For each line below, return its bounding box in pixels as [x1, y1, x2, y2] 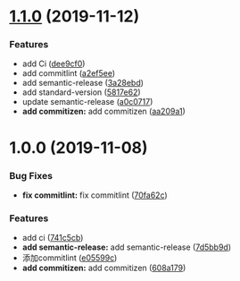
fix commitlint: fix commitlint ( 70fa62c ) [21, 190, 168, 200]
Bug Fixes [9, 169, 54, 182]
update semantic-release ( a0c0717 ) [21, 97, 153, 107]
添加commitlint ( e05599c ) [21, 252, 118, 263]
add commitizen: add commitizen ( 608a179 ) [21, 262, 186, 274]
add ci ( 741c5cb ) [21, 233, 84, 243]
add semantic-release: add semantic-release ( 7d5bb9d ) [21, 242, 232, 252]
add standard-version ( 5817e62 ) [21, 87, 141, 98]
